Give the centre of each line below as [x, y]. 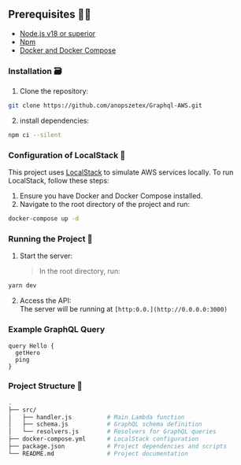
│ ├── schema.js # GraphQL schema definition [105, 424]
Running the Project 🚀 [50, 238]
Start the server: [46, 256]
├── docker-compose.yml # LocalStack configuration [104, 439]
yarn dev [22, 286]
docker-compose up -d [44, 219]
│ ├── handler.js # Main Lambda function [96, 417]
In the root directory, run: [80, 271]
